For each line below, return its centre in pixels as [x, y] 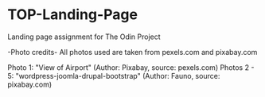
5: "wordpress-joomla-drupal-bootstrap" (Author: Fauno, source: [114, 76]
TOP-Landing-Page [73, 15]
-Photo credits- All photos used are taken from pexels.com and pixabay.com [132, 52]
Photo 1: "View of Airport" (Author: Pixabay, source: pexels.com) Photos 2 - [131, 67]
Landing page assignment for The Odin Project [84, 37]
